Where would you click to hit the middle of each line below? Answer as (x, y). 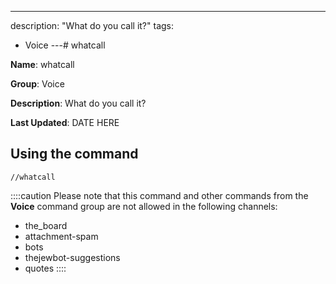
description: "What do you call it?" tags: (92, 25)
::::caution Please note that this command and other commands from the (159, 195)
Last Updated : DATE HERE (65, 122)
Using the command (74, 154)
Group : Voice (37, 84)
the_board (46, 225)
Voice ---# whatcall (65, 45)
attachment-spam (61, 236)
